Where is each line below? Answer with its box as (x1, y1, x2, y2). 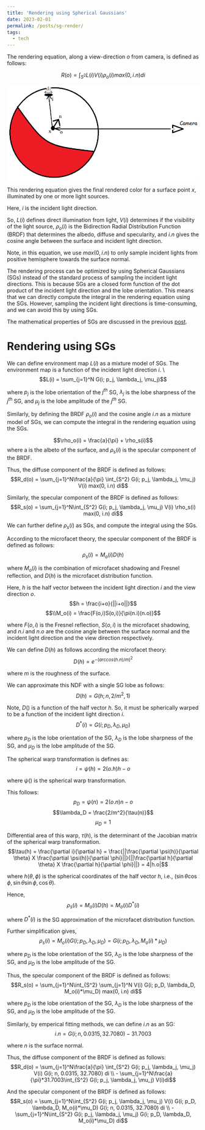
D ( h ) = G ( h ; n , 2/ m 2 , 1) (76, 691, 131, 699)
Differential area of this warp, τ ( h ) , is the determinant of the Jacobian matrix (7, 832, 198, 839)
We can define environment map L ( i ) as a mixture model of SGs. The (7, 359, 179, 367)
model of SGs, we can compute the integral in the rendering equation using (7, 419, 196, 426)
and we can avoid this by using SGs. (7, 306, 98, 314)
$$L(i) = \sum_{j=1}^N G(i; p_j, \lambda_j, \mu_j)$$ (39, 375, 167, 383)
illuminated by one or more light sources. (7, 192, 110, 200)
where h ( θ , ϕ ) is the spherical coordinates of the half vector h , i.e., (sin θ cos (7, 873, 197, 880)
